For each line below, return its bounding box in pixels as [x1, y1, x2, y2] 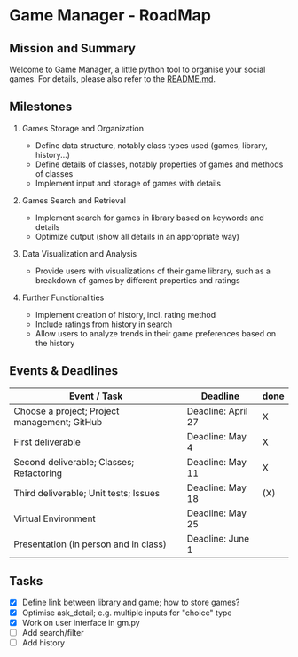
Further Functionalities [21, 292, 105, 303]
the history [35, 337, 75, 348]
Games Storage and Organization [21, 123, 145, 133]
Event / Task [69, 390, 123, 402]
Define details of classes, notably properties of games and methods [35, 159, 284, 170]
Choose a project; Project [13, 405, 120, 417]
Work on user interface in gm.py [21, 617, 140, 628]
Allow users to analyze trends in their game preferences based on [35, 328, 277, 338]
